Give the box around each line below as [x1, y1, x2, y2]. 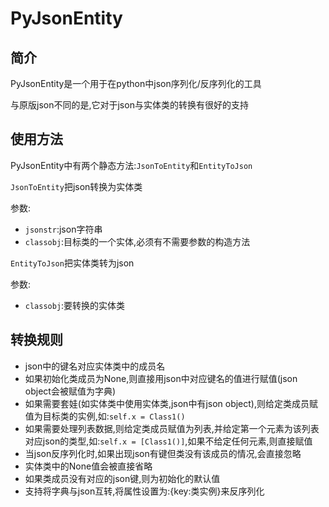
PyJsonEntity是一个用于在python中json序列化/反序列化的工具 [10, 78, 262, 89]
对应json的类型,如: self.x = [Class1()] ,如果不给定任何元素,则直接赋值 [24, 435, 313, 447]
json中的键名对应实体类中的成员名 [24, 360, 166, 372]
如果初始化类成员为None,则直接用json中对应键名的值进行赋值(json [24, 372, 298, 384]
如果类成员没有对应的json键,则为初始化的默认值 [24, 472, 221, 484]
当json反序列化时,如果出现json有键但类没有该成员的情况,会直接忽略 [24, 447, 302, 459]
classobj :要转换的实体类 [24, 299, 126, 311]
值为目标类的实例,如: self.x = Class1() [24, 410, 186, 422]
